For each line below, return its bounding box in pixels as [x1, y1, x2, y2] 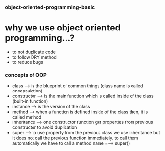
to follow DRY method [12, 54, 57, 60]
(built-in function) [12, 98, 48, 104]
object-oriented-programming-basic [5, 4, 95, 11]
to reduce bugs [12, 59, 43, 65]
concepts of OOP [5, 71, 47, 78]
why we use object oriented [5, 22, 121, 33]
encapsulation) [12, 88, 43, 94]
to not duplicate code [12, 49, 56, 55]
